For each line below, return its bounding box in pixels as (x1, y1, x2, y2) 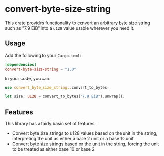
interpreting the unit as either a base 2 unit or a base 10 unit (12, 136, 134, 142)
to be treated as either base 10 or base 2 (12, 146, 95, 152)
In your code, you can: (5, 76, 51, 81)
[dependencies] (5, 62, 37, 67)
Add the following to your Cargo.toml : (5, 52, 82, 58)
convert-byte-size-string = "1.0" (5, 67, 77, 72)
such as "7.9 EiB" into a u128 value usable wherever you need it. (5, 25, 135, 31)
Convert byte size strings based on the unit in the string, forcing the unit (12, 141, 159, 147)
